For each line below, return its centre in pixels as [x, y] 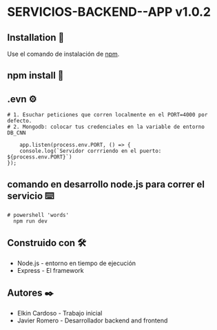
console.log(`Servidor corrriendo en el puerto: [91, 151]
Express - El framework [50, 270]
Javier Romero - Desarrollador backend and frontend [92, 320]
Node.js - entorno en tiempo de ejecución [76, 263]
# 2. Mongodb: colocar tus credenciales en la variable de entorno [106, 127]
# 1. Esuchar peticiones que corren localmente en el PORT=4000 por [107, 115]
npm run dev [31, 221]
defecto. [20, 121]
